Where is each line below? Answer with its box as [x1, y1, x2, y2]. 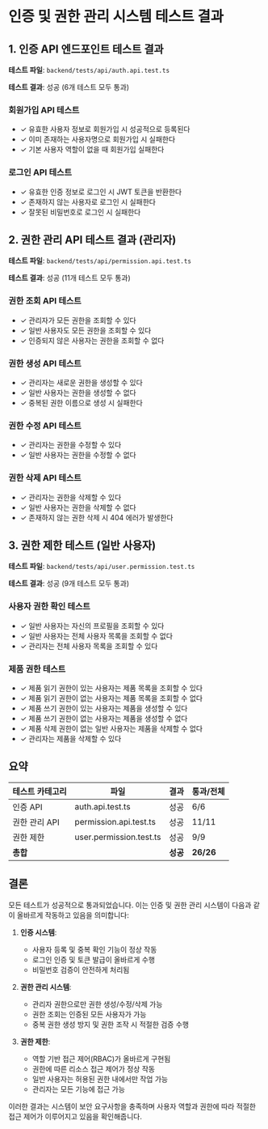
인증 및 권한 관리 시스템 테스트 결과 [8, 7, 224, 26]
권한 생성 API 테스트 [8, 358, 82, 369]
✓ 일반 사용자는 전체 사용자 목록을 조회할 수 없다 [19, 630, 174, 640]
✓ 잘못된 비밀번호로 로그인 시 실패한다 [19, 207, 141, 217]
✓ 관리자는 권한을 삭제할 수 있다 [19, 492, 122, 502]
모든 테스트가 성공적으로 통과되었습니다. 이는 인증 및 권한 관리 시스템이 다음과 [8, 900, 252, 910]
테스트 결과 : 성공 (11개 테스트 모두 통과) [8, 273, 131, 283]
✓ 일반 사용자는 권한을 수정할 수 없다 [19, 450, 137, 460]
